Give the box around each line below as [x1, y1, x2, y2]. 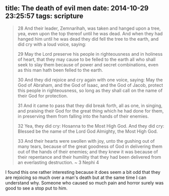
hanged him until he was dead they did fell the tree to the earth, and [17, 36, 159, 42]
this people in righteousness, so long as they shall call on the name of [17, 87, 163, 93]
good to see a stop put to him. [5, 185, 68, 191]
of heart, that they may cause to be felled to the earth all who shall [17, 56, 156, 62]
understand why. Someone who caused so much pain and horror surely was [5, 179, 164, 185]
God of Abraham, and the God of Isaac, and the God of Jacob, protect [17, 82, 163, 88]
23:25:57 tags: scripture [5, 12, 84, 21]
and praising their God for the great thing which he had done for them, [17, 108, 164, 114]
